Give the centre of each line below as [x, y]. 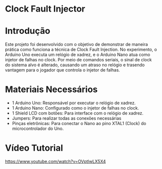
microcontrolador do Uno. [38, 128]
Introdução [28, 31]
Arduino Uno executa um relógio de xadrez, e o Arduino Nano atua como [78, 55]
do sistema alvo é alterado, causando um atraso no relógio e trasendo [75, 65]
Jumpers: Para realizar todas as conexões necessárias [67, 118]
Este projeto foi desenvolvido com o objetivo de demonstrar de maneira [76, 44]
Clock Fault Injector [45, 9]
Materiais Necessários [51, 90]
